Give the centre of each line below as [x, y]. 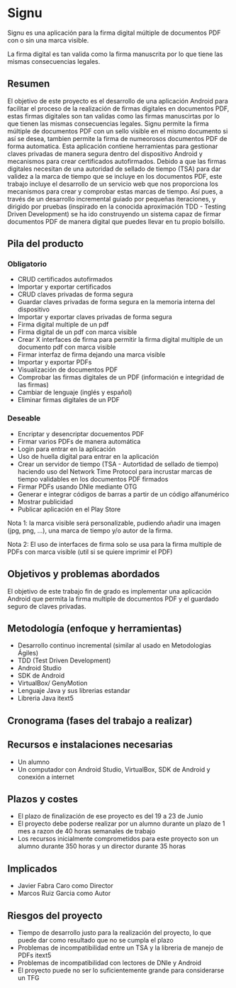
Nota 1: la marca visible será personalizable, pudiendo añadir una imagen [114, 523]
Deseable [24, 418]
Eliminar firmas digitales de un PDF [69, 400]
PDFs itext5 [34, 955]
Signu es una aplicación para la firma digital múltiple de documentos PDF [114, 33]
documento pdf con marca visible [67, 347]
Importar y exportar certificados [64, 287]
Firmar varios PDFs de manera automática [79, 441]
